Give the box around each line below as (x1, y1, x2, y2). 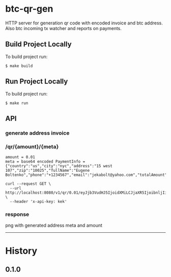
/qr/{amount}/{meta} (5, 143, 59, 150)
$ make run (5, 100, 28, 106)
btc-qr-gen (5, 3, 53, 15)
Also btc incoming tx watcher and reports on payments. (5, 25, 122, 31)
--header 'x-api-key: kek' (10, 199, 67, 204)
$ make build (5, 63, 33, 69)
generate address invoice (5, 129, 70, 136)
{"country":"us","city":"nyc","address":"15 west (5, 164, 113, 169)
